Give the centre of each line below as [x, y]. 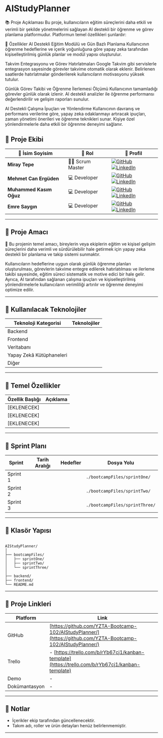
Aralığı [43, 466]
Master [76, 167]
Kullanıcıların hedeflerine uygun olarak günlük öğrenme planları [68, 263]
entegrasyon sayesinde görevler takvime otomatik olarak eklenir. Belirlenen [80, 69]
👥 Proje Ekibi [24, 140]
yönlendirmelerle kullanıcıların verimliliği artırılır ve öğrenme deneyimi [74, 284]
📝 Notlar [17, 709]
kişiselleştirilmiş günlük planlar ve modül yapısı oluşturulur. [64, 54]
